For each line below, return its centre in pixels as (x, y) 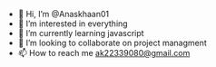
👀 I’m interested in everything (73, 24)
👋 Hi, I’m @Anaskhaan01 (64, 14)
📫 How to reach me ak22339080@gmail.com (104, 53)
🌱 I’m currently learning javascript (81, 33)
